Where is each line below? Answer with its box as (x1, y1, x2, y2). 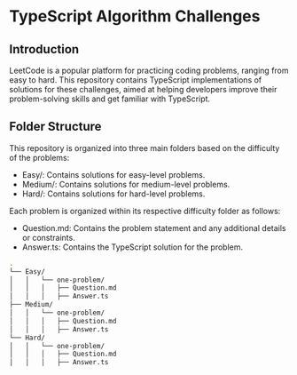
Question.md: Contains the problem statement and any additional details (21, 222, 286, 233)
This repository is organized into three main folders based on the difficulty (9, 142, 280, 153)
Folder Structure (9, 119, 102, 134)
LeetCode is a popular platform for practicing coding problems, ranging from (9, 65, 290, 76)
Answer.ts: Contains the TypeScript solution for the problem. (21, 242, 244, 252)
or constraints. (21, 232, 75, 243)
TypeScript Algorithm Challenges (9, 6, 261, 27)
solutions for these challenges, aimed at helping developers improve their (9, 84, 277, 94)
